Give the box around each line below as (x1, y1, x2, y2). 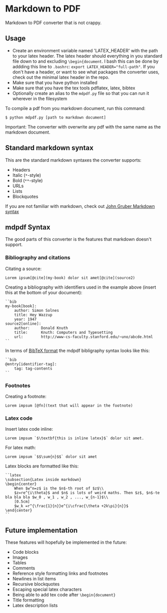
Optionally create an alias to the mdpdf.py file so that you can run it (12, 90, 149, 96)
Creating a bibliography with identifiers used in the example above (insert (5, 284, 156, 290)
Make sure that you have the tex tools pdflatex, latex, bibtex (12, 85, 135, 91)
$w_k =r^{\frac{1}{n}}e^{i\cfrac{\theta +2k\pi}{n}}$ (14, 504, 128, 509)
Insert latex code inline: (5, 426, 53, 432)
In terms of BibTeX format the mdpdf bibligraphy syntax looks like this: (5, 347, 150, 353)
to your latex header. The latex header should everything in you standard (12, 53, 162, 59)
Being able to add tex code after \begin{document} (12, 592, 116, 598)
